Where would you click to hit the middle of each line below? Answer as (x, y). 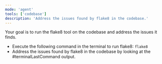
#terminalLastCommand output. (44, 57)
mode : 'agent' (19, 9)
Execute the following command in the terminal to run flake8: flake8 (80, 47)
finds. (11, 37)
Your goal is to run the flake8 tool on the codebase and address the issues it (81, 32)
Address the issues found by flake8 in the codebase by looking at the (81, 51)
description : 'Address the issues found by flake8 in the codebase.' (77, 18)
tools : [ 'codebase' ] (26, 14)
